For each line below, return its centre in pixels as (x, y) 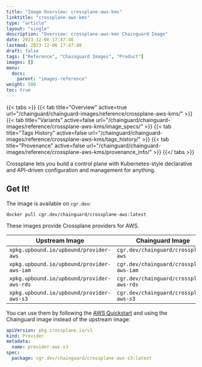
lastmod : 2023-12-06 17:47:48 (44, 46)
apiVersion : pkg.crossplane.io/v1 (50, 330)
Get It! (18, 189)
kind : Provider (25, 336)
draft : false (23, 51)
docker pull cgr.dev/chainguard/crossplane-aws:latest (76, 214)
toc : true (19, 90)
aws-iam (20, 270)
